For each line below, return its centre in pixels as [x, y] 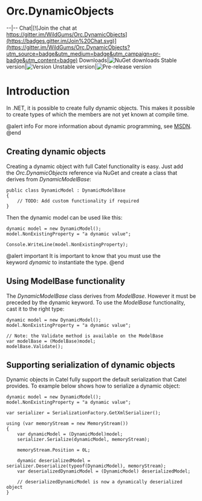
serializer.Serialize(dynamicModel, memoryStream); [83, 440]
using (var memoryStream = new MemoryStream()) [67, 424]
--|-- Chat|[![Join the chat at [42, 28]
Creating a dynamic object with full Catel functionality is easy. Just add [95, 166]
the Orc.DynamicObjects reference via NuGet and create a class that [92, 173]
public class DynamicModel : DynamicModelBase [66, 190]
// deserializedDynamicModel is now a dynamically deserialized [100, 482]
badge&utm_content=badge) [42, 60]
